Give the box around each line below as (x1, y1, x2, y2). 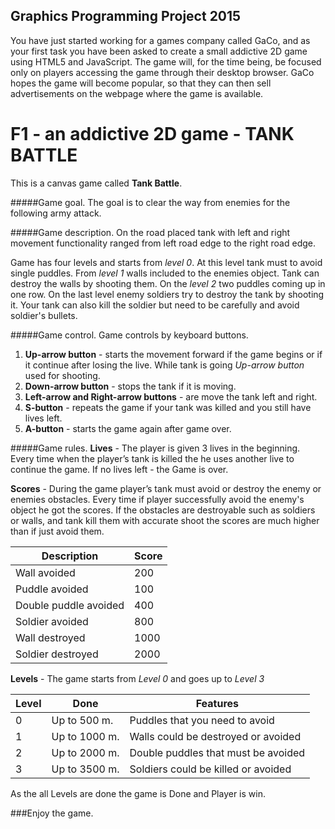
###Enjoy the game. (10, 807, 94, 819)
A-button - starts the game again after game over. (24, 422, 232, 434)
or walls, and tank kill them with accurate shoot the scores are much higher (10, 514, 320, 526)
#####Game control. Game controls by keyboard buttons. (10, 329, 249, 341)
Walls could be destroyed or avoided (129, 729, 302, 743)
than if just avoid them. (10, 525, 105, 537)
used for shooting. (24, 369, 101, 381)
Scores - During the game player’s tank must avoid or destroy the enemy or (10, 482, 322, 494)
